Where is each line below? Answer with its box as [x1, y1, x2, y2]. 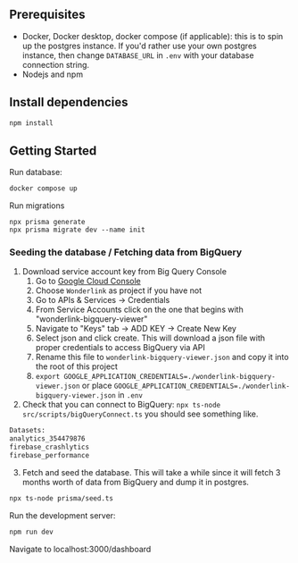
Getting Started [9, 143, 97, 158]
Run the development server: [9, 509, 116, 521]
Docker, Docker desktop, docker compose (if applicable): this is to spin [21, 30, 284, 41]
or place [81, 380, 112, 391]
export [35, 373, 61, 382]
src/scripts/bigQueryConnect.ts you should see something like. [21, 408, 259, 419]
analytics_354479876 [9, 434, 87, 443]
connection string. [21, 59, 90, 70]
